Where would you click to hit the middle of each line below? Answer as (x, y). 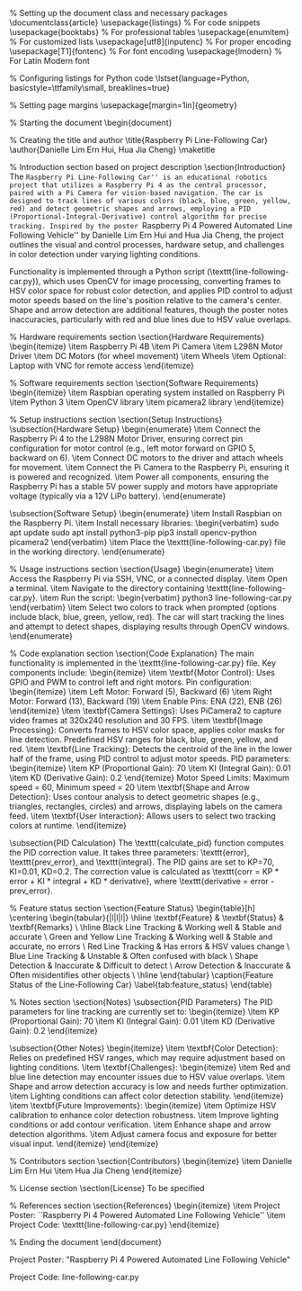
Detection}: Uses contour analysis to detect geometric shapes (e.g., (135, 797)
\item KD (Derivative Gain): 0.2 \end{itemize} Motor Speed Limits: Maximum (149, 778)
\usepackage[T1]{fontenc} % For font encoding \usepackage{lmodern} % (146, 51)
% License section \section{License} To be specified (107, 1188)
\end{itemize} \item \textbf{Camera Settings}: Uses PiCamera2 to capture (146, 711)
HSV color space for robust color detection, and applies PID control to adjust (151, 291)
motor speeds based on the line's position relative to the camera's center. (146, 300)
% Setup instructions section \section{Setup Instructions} (116, 419)
